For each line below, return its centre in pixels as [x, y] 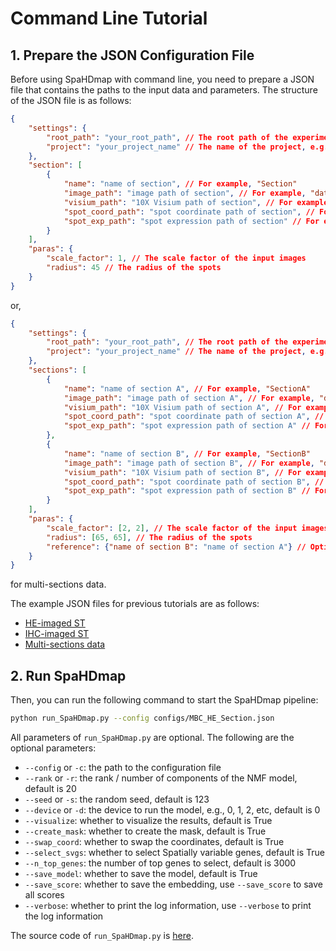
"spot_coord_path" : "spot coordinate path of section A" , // [194, 417]
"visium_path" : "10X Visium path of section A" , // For [182, 407]
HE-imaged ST [55, 623]
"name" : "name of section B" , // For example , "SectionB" [187, 453]
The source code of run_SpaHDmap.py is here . [102, 935]
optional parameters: [53, 748]
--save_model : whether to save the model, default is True [141, 873]
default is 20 [50, 788]
